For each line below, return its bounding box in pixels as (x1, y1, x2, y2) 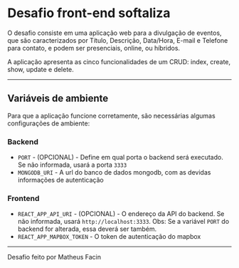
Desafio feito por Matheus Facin (7, 253, 102, 262)
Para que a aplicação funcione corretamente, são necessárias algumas (7, 111, 216, 120)
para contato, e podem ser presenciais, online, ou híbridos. (7, 43, 180, 52)
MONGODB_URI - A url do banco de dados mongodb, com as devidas (17, 168, 211, 177)
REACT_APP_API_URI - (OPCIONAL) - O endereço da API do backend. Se (17, 210, 225, 218)
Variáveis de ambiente (7, 93, 109, 105)
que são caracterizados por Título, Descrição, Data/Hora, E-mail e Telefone (7, 36, 228, 44)
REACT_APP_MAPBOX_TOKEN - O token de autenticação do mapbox (17, 232, 201, 241)
